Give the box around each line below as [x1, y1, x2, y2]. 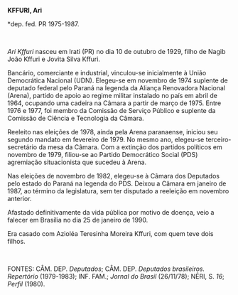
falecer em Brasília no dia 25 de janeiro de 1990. [7, 216, 148, 224]
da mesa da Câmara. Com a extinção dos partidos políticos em [38, 143, 222, 151]
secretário [7, 143, 38, 151]
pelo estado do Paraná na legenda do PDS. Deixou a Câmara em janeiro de [7, 179, 227, 188]
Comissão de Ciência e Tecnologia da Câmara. [7, 114, 144, 122]
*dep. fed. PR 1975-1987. [7, 20, 80, 28]
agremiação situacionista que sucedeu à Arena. [7, 158, 147, 166]
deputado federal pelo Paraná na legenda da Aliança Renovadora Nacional [7, 84, 226, 92]
